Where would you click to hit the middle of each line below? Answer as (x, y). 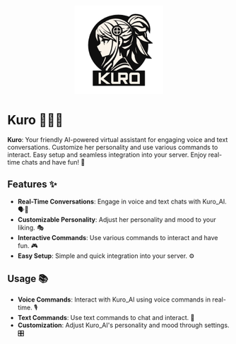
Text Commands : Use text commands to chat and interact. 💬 (106, 317)
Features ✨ (32, 185)
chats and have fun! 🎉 (53, 162)
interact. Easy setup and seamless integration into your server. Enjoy (107, 155)
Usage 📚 (28, 279)
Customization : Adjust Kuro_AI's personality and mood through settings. (123, 325)
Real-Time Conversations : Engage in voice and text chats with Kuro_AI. (122, 201)
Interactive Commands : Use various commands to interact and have (118, 237)
